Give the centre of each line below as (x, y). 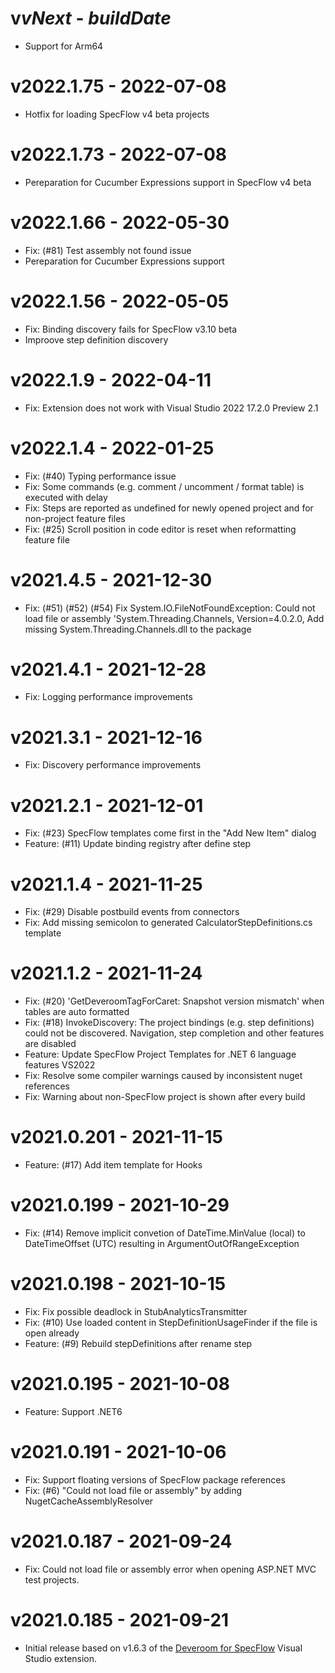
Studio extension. (61, 1658)
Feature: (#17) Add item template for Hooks (113, 1165)
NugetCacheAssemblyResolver (89, 1501)
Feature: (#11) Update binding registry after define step (138, 844)
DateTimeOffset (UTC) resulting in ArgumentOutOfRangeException (162, 1244)
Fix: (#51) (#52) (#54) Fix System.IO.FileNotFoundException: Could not (170, 608)
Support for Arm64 (64, 46)
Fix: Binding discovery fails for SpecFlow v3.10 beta (131, 329)
